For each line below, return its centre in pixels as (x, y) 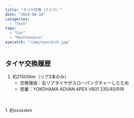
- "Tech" (19, 24)
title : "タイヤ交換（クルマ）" (34, 10)
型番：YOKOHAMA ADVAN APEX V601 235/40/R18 (72, 89)
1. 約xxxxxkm (19, 110)
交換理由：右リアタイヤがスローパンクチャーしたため (74, 83)
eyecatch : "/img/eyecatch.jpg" (38, 42)
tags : (11, 28)
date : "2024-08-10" (25, 14)
